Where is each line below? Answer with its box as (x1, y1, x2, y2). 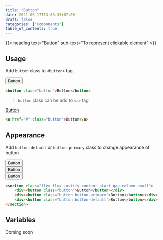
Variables (5, 216, 36, 224)
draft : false (5, 17, 33, 22)
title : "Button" (5, 7, 39, 13)
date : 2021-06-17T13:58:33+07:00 (5, 12, 75, 17)
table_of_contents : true (5, 26, 57, 31)
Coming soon (5, 229, 33, 235)
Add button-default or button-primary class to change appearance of (5, 144, 150, 150)
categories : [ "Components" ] (5, 21, 64, 27)
